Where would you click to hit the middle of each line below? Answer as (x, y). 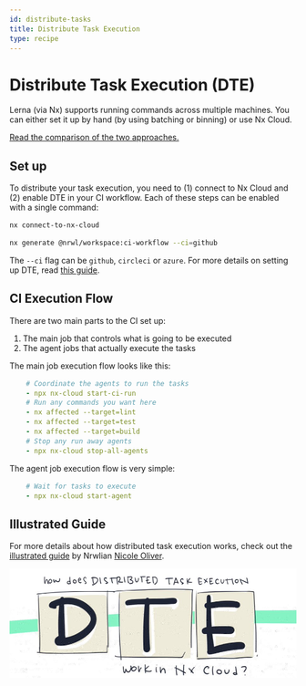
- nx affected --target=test (81, 422)
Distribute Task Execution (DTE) (133, 84)
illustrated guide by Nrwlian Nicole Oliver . (87, 556)
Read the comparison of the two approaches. (94, 138)
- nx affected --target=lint (81, 412)
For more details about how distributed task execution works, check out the (151, 546)
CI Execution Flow (61, 299)
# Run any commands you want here (91, 403)
